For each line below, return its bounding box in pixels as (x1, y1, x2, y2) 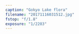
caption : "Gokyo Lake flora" (5, 7, 68, 12)
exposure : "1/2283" (5, 21, 47, 26)
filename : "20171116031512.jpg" (5, 12, 74, 17)
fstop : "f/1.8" (5, 16, 38, 21)
